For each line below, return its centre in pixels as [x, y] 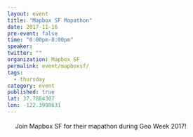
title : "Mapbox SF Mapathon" [50, 20]
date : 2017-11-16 [33, 27]
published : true [31, 92]
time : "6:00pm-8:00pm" [40, 40]
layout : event [28, 14]
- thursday [29, 79]
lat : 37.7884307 [31, 99]
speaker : [20, 46]
